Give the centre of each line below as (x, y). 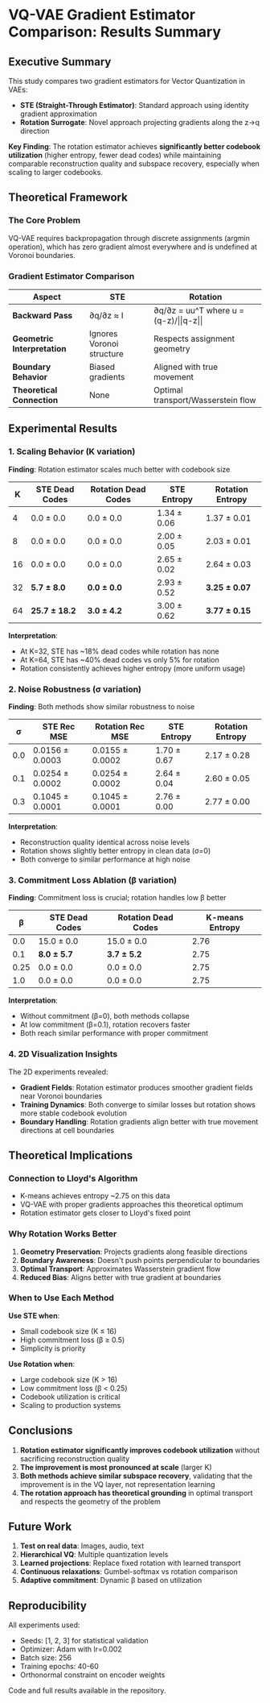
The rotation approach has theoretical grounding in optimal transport (136, 1493)
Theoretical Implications (71, 1155)
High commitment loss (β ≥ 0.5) (72, 1340)
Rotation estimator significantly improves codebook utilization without (140, 1450)
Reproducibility (47, 1605)
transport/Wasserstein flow (205, 400)
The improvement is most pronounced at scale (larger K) (116, 1467)
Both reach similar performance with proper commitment (114, 1033)
